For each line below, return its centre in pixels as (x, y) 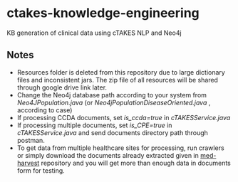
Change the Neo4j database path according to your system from (112, 95)
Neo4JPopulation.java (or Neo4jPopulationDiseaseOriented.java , (114, 102)
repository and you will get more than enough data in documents (136, 163)
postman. (31, 140)
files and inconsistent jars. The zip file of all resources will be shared (118, 80)
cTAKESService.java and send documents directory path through (112, 132)
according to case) (45, 110)
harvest (28, 163)
